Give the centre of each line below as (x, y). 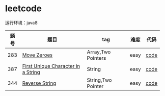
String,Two (99, 80)
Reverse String (39, 83)
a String (31, 72)
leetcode (23, 9)
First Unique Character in (51, 66)
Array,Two (99, 52)
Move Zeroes (37, 55)
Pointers (96, 58)
